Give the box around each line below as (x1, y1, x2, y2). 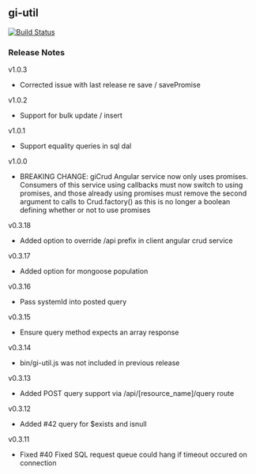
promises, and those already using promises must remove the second (19, 188, 247, 198)
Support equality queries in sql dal (19, 141, 132, 151)
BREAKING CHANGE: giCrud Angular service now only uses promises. (19, 172, 249, 181)
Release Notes (8, 47, 66, 58)
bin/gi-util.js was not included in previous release (19, 358, 180, 368)
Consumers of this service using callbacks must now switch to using (19, 181, 243, 190)
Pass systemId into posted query (19, 297, 127, 307)
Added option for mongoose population (19, 267, 149, 276)
